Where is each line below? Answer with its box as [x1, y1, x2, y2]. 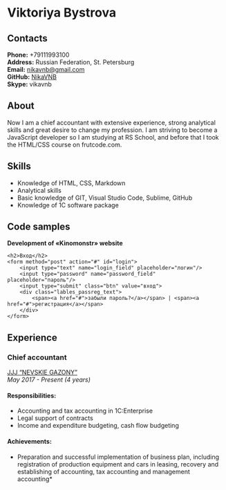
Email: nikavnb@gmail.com [7, 66, 85, 73]
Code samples [7, 221, 70, 233]
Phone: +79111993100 [7, 50, 70, 59]
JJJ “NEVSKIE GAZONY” [7, 368, 78, 377]
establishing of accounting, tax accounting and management [17, 467, 190, 475]
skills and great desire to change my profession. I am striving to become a [7, 126, 218, 134]
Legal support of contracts [17, 414, 93, 422]
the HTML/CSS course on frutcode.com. [7, 140, 122, 149]
